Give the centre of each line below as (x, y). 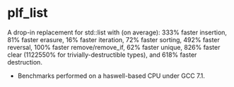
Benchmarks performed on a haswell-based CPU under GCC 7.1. (111, 76)
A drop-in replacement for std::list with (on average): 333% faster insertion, (117, 32)
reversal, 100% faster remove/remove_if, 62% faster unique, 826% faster (114, 47)
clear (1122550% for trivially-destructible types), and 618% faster (102, 55)
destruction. (25, 62)
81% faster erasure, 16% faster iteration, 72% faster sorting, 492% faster (114, 39)
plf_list (28, 13)
